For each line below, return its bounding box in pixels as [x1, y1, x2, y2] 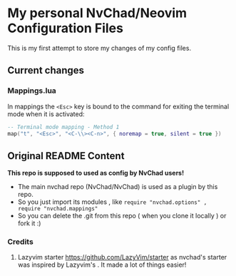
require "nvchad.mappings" [17, 205, 98, 213]
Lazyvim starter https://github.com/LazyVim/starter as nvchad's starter [17, 253, 227, 262]
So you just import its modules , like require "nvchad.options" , [17, 198, 207, 206]
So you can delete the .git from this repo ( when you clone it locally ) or [17, 212, 227, 220]
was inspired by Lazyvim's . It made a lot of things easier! [17, 260, 187, 269]
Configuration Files [7, 20, 123, 36]
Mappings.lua [7, 86, 57, 96]
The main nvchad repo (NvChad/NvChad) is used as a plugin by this [17, 183, 218, 191]
